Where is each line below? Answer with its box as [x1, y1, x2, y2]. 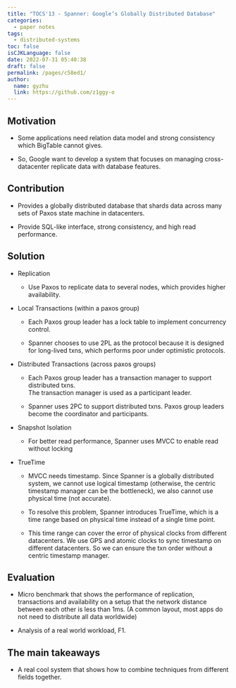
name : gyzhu [13, 82, 49, 89]
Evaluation [7, 571, 55, 583]
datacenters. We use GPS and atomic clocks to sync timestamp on [27, 536, 222, 544]
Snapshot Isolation [17, 423, 72, 432]
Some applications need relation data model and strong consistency [17, 133, 216, 142]
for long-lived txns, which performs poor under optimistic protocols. [27, 346, 225, 354]
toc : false [7, 43, 39, 50]
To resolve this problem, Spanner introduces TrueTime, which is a [27, 508, 219, 516]
